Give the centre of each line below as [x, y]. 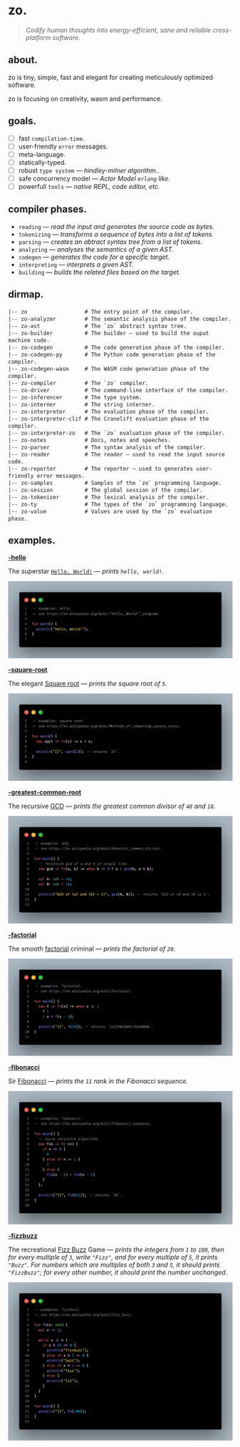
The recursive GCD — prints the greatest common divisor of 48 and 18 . [112, 806]
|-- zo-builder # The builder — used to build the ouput [109, 333]
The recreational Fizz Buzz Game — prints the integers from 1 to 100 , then [116, 1249]
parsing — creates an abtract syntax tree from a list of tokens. [110, 242]
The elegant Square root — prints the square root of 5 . [88, 684]
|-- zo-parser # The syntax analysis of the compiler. [107, 447]
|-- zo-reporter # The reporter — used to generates [101, 469]
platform [38, 37]
